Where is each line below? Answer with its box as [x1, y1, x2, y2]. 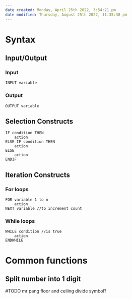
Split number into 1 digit [5, 275, 81, 283]
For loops [5, 186, 29, 193]
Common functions [5, 255, 88, 266]
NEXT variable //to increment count [5, 206, 82, 211]
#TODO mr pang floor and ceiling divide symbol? [5, 288, 107, 294]
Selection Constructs [5, 117, 74, 126]
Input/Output [5, 54, 47, 63]
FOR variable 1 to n [5, 197, 49, 202]
